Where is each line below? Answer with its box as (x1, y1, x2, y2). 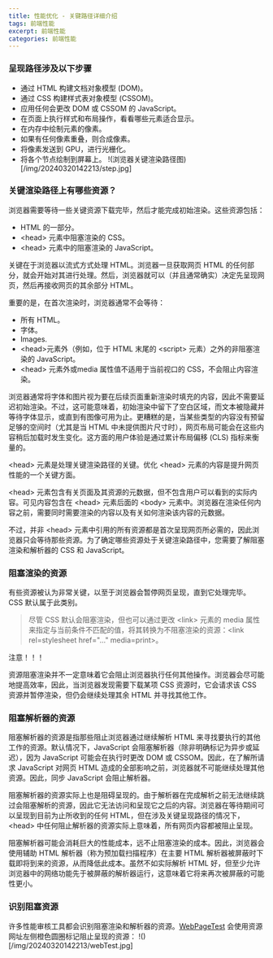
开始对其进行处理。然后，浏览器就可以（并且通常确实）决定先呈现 (36, 270, 258, 280)
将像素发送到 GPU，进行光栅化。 (19, 144, 131, 154)
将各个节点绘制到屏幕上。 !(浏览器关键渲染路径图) (19, 154, 187, 163)
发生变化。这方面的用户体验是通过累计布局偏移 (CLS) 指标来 (50, 432, 253, 442)
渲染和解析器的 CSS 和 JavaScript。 (8, 545, 129, 555)
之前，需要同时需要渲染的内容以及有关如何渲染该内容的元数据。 (15, 507, 229, 517)
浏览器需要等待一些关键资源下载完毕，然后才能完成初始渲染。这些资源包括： (8, 205, 265, 215)
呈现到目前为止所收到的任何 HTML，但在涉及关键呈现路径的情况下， (15, 811, 245, 821)
